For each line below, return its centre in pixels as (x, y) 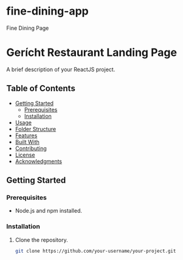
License (25, 155)
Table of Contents (41, 88)
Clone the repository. (41, 240)
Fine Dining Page (28, 28)
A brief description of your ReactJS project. (61, 69)
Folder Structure (36, 129)
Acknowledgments (39, 161)
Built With (27, 142)
